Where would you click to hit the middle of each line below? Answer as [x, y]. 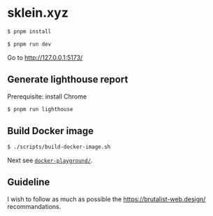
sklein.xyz [38, 13]
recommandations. [34, 206]
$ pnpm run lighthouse [40, 109]
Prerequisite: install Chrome [47, 96]
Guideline [29, 182]
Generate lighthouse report [68, 79]
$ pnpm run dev [29, 44]
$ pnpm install [29, 31]
